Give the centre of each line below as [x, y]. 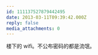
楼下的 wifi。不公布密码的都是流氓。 [51, 46]
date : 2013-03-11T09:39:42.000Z [46, 17]
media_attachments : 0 [33, 28]
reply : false [22, 23]
